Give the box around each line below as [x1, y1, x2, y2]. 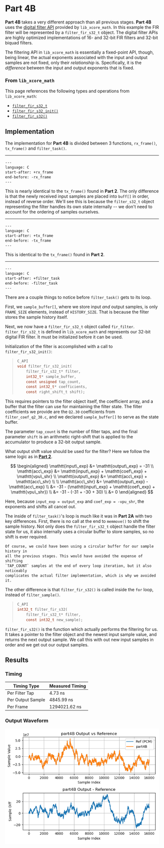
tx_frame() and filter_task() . [5, 145, 67, 151]
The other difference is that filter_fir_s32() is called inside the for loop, [5, 587, 154, 593]
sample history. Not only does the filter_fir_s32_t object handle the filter [5, 523, 155, 530]
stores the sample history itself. [5, 314, 68, 320]
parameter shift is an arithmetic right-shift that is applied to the [5, 434, 133, 440]
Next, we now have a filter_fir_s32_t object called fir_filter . [5, 324, 135, 330]
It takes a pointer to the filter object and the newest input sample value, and [5, 631, 157, 637]
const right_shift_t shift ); [26, 390, 85, 394]
